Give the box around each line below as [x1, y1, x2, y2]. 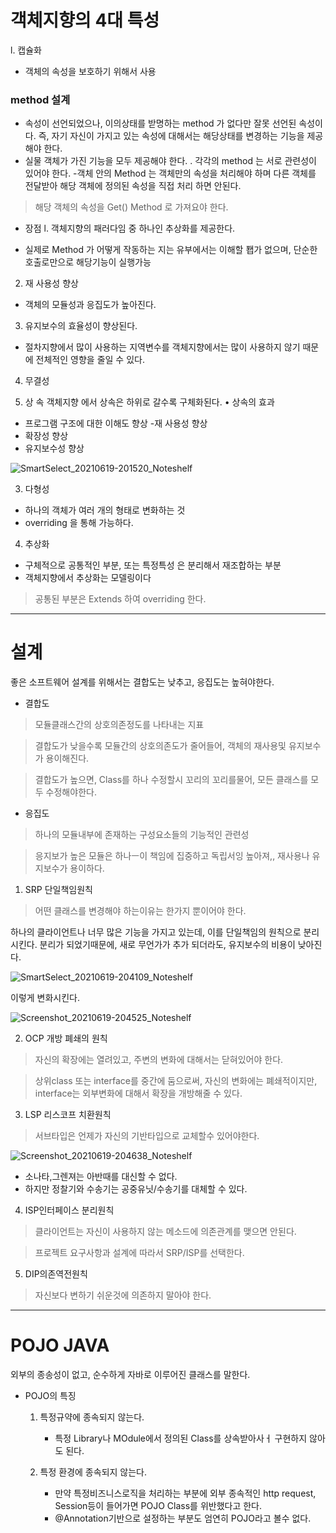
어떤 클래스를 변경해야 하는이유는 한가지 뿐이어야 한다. [34, 905, 247, 917]
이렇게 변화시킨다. [10, 992, 81, 1004]
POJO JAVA [10, 1334, 110, 1357]
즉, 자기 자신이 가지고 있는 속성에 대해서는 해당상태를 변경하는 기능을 [38, 130, 305, 142]
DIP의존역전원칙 [24, 1268, 88, 1280]
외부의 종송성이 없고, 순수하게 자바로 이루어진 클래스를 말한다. [10, 1369, 251, 1381]
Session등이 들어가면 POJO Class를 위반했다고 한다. [54, 1500, 263, 1512]
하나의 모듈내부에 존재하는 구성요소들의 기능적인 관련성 [34, 829, 250, 841]
